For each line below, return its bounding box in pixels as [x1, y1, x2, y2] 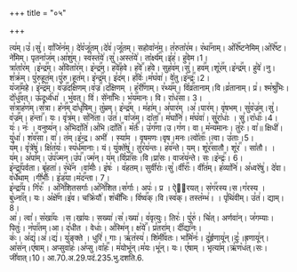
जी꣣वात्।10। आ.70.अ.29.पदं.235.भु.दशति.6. [9, 252, 145, 263]
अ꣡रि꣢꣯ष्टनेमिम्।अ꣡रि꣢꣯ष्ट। [228, 43, 287, 52]
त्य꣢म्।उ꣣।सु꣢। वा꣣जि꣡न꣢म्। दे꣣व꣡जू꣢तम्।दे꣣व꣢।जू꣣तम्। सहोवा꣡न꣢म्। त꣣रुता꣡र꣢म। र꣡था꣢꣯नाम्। [9, 43, 227, 52]
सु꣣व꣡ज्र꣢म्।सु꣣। [244, 102, 279, 113]
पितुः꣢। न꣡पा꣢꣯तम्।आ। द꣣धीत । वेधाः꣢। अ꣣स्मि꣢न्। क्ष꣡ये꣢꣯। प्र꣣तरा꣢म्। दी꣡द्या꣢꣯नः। [9, 222, 203, 233]
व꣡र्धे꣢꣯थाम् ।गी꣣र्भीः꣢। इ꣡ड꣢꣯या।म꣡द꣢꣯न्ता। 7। [9, 172, 110, 183]
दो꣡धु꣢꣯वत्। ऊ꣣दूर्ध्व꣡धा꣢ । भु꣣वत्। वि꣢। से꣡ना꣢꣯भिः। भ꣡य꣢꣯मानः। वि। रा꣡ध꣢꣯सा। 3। [9, 92, 203, 103]
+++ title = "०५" [9, 8, 67, 18]
